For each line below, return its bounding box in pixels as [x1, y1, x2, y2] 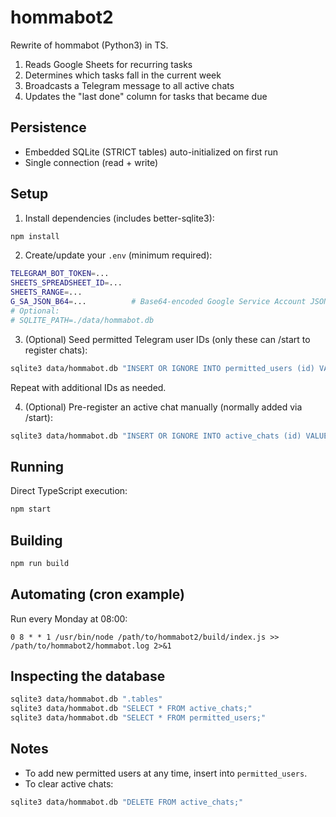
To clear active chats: [24, 777, 114, 790]
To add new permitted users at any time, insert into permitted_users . [24, 767, 308, 779]
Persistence [10, 119, 87, 136]
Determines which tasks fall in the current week [24, 69, 222, 81]
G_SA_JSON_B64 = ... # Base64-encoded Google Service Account [10, 297, 307, 307]
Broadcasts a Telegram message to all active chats [24, 79, 235, 91]
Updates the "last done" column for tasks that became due [24, 90, 268, 102]
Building [10, 532, 63, 549]
